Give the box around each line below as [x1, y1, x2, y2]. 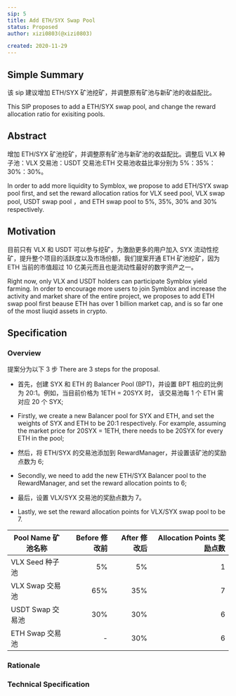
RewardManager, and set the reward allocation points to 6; [17, 479, 188, 488]
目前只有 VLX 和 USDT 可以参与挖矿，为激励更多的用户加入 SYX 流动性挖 [7, 245, 219, 253]
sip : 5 [7, 10, 27, 18]
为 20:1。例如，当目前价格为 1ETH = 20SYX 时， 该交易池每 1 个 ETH [17, 388, 216, 398]
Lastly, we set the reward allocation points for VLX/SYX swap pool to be [17, 507, 226, 516]
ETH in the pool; [17, 434, 65, 443]
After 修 [121, 533, 147, 543]
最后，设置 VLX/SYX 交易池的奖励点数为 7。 [17, 493, 145, 502]
